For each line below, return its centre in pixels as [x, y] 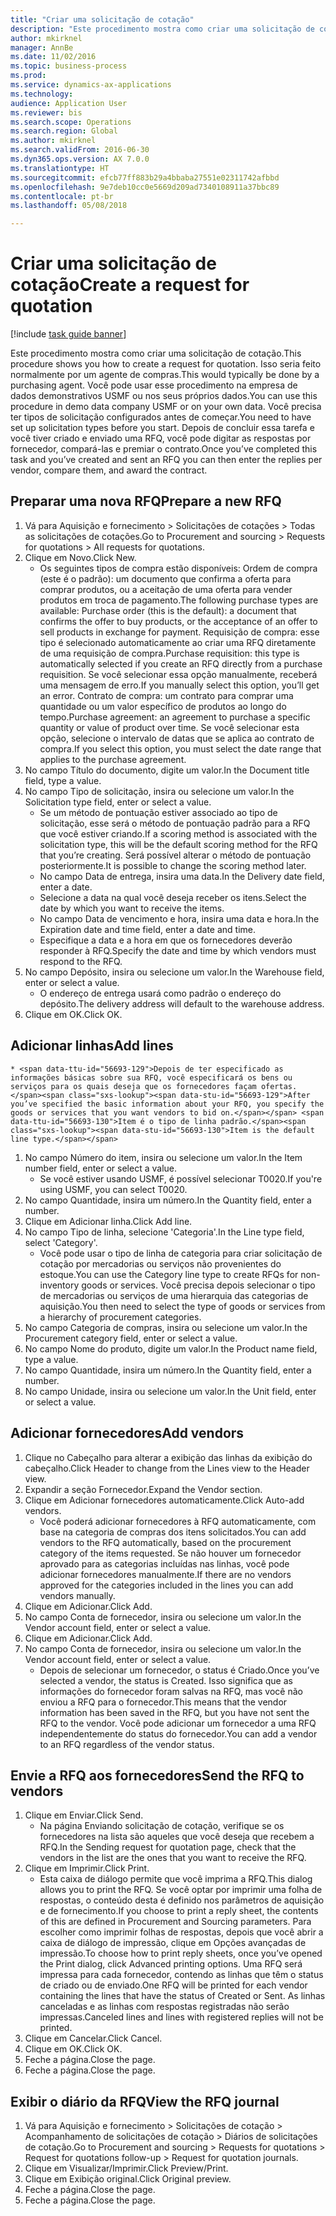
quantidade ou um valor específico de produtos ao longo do [163, 706]
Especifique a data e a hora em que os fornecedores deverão [166, 940]
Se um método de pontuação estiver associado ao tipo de [158, 812]
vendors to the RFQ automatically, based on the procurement [165, 1542]
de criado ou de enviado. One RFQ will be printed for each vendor [173, 1985]
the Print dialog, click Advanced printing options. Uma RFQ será [171, 1964]
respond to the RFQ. [81, 961]
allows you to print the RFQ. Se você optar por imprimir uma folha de [181, 1890]
